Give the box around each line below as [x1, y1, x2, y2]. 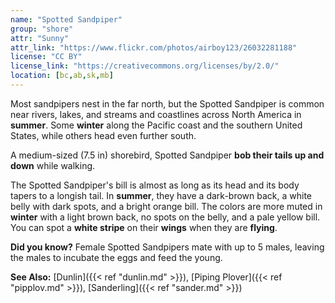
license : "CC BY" [10, 52, 83, 62]
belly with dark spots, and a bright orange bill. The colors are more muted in [10, 200, 323, 212]
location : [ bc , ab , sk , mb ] [10, 71, 114, 81]
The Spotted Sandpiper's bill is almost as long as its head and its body [10, 179, 300, 191]
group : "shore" [10, 24, 74, 34]
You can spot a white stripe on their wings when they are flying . [10, 221, 278, 233]
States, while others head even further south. [10, 129, 197, 141]
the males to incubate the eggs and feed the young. [10, 251, 223, 263]
